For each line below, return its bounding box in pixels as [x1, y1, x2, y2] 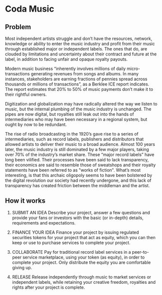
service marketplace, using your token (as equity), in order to [22, 254, 145, 260]
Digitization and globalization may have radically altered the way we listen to [5, 101, 158, 106]
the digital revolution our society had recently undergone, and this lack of [5, 177, 152, 183]
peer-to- [131, 249, 149, 255]
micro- [127, 66, 141, 71]
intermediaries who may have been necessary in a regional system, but [5, 117, 147, 122]
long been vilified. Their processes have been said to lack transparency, [5, 157, 149, 162]
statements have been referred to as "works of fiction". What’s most [5, 167, 141, 173]
